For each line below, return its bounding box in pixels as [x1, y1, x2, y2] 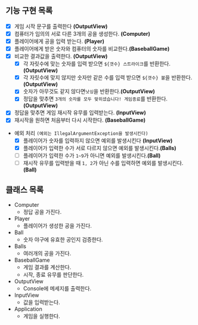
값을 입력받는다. [23, 298, 60, 306]
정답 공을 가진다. [23, 208, 62, 215]
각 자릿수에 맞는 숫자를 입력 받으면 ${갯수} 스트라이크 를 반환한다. [23, 60, 171, 68]
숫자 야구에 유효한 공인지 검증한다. [23, 235, 103, 243]
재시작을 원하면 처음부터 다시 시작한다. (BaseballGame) [14, 116, 146, 124]
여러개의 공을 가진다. [23, 250, 72, 257]
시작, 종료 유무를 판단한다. [23, 271, 84, 278]
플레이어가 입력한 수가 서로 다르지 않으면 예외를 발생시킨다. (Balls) [23, 144, 177, 151]
